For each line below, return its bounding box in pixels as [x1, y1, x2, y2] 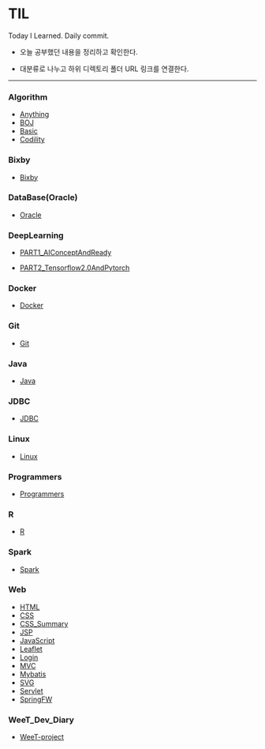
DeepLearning [8, 230, 65, 241]
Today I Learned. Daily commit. [8, 31, 110, 40]
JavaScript [19, 635, 55, 645]
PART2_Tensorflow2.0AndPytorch [19, 263, 130, 273]
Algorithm [8, 92, 48, 103]
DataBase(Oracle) [8, 192, 78, 203]
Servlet [19, 686, 43, 695]
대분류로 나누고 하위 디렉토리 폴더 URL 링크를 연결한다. [19, 64, 189, 73]
